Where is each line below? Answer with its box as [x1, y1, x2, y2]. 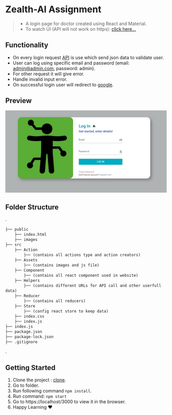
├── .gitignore [5, 339, 38, 345]
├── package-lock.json [5, 334, 54, 340]
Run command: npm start [12, 393, 67, 400]
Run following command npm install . [12, 388, 92, 394]
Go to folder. [12, 382, 39, 388]
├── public [5, 227, 29, 232]
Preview [5, 96, 32, 105]
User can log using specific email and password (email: [12, 60, 130, 66]
